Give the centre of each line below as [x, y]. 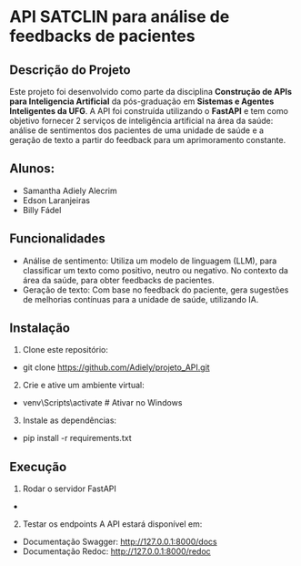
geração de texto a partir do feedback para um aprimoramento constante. [148, 140]
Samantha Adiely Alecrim [70, 190]
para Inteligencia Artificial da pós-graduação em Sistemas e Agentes [142, 101]
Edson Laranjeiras [56, 200]
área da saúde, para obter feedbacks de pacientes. [119, 280]
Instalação [40, 329]
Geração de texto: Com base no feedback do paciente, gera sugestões [156, 290]
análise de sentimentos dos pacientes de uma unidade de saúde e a [137, 130]
